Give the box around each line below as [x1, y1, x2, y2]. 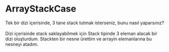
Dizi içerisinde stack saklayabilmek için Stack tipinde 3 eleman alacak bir [5, 30, 157, 36]
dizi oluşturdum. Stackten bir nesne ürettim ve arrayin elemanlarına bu [5, 36, 152, 42]
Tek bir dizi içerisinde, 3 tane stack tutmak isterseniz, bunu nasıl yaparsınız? [5, 20, 164, 26]
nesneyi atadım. [5, 41, 39, 47]
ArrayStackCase [5, 3, 77, 15]
